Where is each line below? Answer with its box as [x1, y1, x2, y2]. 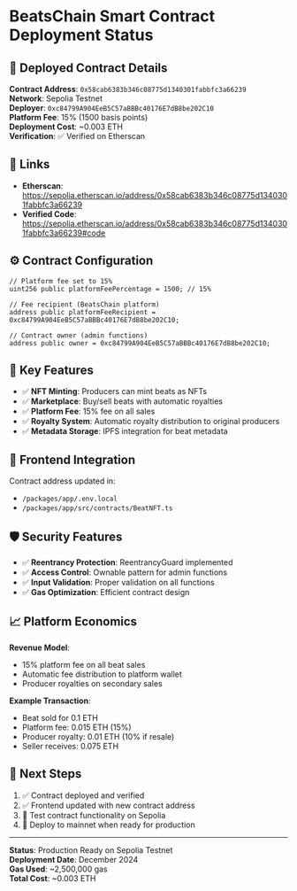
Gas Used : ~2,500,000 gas [9, 864, 108, 874]
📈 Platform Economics [9, 614, 138, 630]
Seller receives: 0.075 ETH [21, 740, 119, 751]
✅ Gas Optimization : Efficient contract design [21, 587, 190, 598]
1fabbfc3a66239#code [21, 228, 106, 238]
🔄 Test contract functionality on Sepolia [21, 810, 166, 820]
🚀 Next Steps [9, 766, 82, 781]
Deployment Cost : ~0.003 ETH [9, 121, 124, 132]
